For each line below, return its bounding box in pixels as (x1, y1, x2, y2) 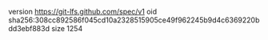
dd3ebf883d (8, 24, 50, 33)
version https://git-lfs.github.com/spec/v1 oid (8, 7, 158, 16)
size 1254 (51, 24, 83, 33)
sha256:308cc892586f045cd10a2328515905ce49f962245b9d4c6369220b (8, 15, 260, 25)
